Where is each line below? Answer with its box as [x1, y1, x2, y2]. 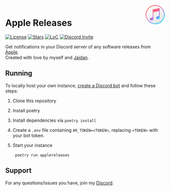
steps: [5, 88, 18, 94]
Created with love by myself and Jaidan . [5, 54, 90, 60]
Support [5, 166, 32, 175]
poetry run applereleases [15, 153, 70, 158]
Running [5, 69, 33, 78]
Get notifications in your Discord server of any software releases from [5, 43, 151, 50]
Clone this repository [12, 98, 57, 104]
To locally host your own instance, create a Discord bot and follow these [5, 82, 156, 88]
